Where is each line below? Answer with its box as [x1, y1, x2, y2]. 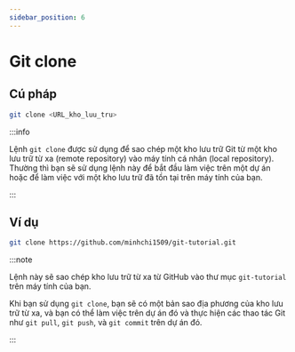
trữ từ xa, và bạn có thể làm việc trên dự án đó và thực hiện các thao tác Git [9, 308, 286, 318]
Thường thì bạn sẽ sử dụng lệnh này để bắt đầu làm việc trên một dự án [9, 162, 271, 173]
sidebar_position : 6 [9, 12, 86, 22]
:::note [9, 254, 33, 265]
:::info [9, 126, 30, 137]
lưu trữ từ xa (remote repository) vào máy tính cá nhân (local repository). [9, 153, 275, 164]
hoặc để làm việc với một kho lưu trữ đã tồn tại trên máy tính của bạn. [9, 172, 263, 182]
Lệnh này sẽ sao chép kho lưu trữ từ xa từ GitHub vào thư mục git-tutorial [9, 272, 287, 283]
